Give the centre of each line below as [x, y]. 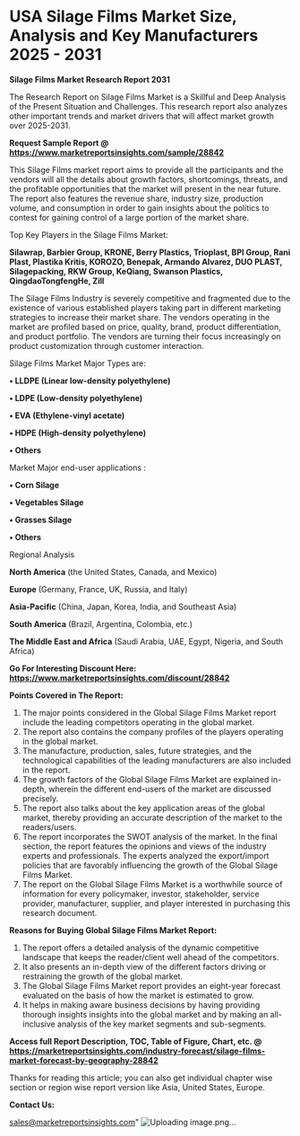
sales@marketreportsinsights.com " [74, 1122]
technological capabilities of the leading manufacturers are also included [156, 760]
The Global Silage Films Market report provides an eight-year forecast [151, 985]
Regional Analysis [42, 555]
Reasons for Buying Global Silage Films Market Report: [113, 930]
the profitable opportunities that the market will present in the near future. [145, 188]
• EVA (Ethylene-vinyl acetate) [67, 415]
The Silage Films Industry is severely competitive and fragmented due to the [150, 298]
